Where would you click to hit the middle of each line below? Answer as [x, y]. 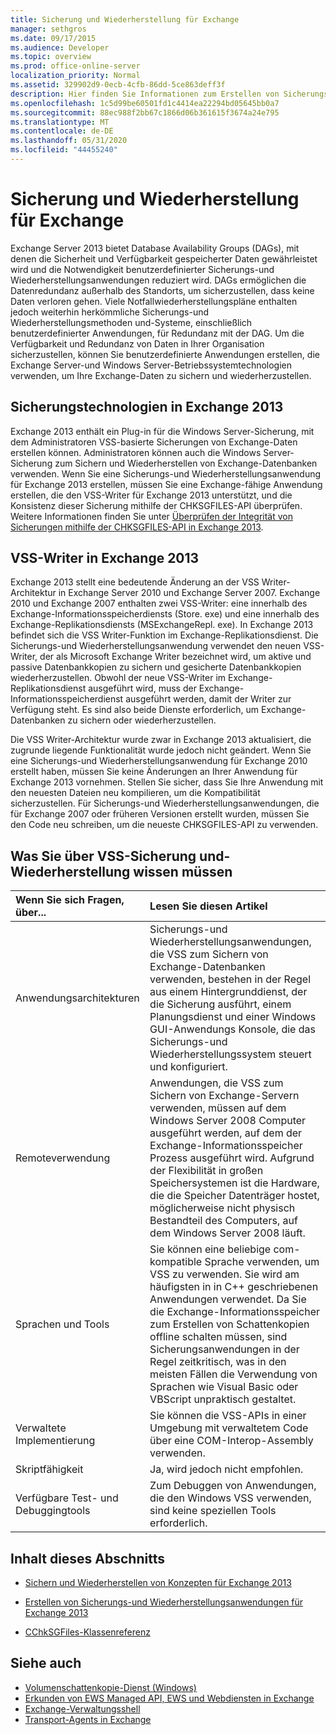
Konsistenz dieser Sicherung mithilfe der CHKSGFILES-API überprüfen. [156, 505]
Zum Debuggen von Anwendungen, [233, 1486]
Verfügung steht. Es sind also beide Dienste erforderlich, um [135, 710]
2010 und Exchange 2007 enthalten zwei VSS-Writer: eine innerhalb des [159, 603]
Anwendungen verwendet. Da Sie [228, 1299]
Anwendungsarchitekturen [77, 998]
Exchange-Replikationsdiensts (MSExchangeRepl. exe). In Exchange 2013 [162, 625]
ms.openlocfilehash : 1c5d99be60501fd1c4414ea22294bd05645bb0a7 [145, 103]
